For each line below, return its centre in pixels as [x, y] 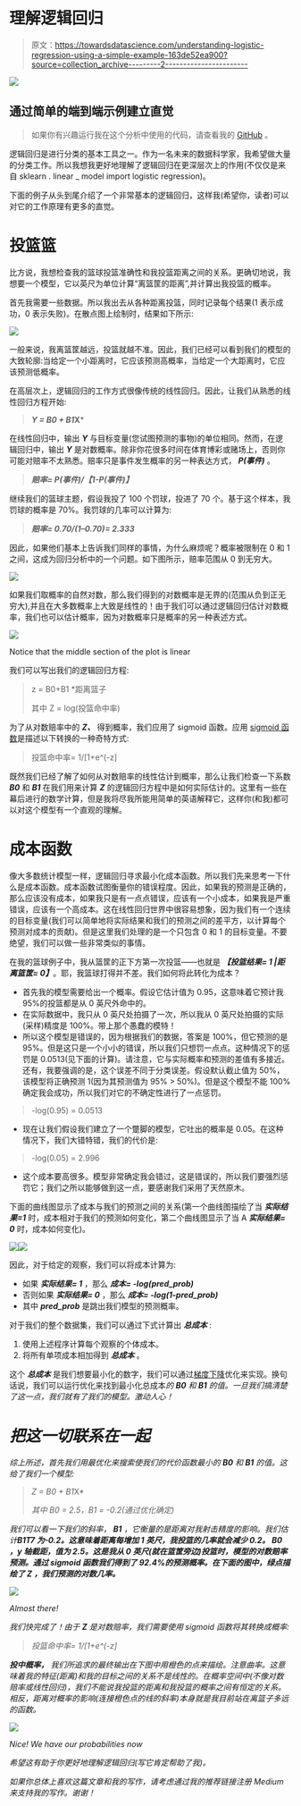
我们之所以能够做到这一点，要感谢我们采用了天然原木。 [148, 1187]
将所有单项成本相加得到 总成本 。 [83, 1354]
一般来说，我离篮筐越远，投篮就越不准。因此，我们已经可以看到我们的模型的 [150, 349]
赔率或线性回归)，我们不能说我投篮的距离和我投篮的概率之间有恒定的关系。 [148, 1687]
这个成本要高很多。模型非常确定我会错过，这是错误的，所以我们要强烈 [151, 1176]
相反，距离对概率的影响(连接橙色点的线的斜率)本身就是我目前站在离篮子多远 [149, 1698]
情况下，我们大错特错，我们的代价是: [90, 1140]
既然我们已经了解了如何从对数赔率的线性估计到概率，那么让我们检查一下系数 [150, 776]
